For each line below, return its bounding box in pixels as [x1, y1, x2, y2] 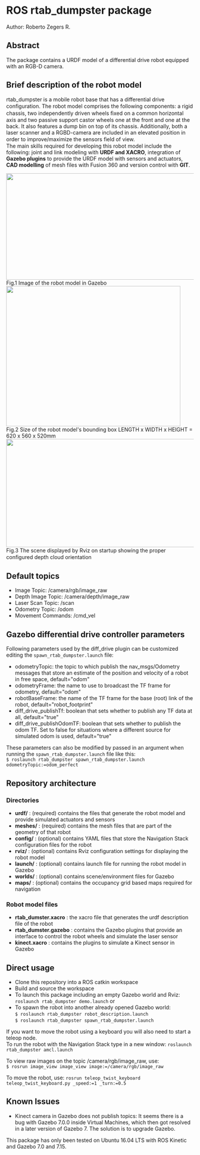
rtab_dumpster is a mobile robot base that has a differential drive [6, 96, 165, 103]
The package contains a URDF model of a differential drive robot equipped [6, 56, 189, 63]
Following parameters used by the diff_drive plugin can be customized [6, 645, 179, 653]
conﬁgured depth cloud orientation [6, 553, 92, 560]
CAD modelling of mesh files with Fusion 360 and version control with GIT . [6, 161, 190, 168]
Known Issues [6, 1097, 60, 1107]
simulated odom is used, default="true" [14, 733, 112, 740]
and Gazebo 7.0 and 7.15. [6, 1142, 67, 1150]
